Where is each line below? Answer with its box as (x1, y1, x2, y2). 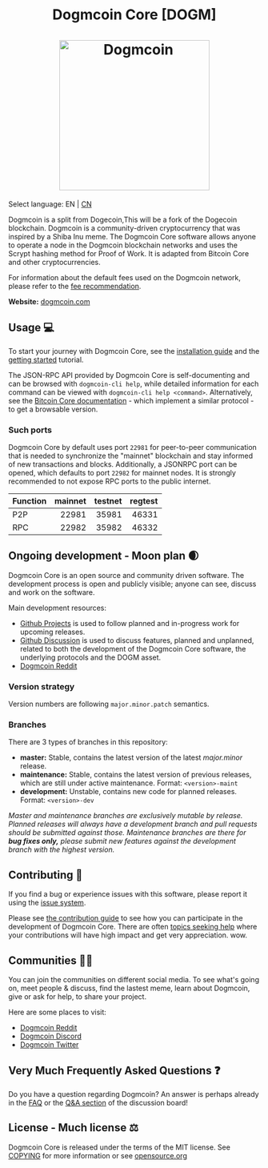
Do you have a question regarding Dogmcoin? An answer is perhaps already (8, 1089, 259, 1098)
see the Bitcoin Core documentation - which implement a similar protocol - (8, 395, 254, 405)
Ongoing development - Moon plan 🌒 (8, 549, 199, 563)
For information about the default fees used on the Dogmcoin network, (8, 272, 242, 282)
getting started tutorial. (8, 355, 84, 364)
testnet (94, 496, 122, 507)
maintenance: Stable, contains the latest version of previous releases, (19, 770, 252, 780)
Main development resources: (8, 603, 106, 612)
